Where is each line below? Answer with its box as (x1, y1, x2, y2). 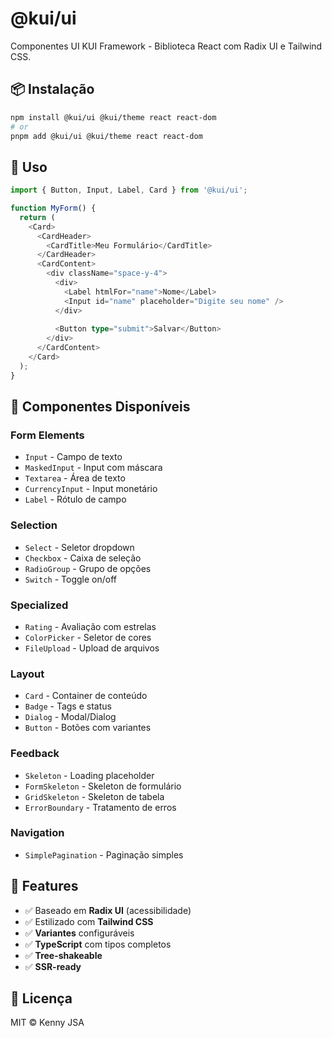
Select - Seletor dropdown (24, 541, 135, 553)
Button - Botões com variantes (24, 722, 152, 734)
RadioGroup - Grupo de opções (24, 562, 152, 574)
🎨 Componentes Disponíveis (10, 398, 191, 416)
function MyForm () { (10, 203, 97, 214)
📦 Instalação (10, 81, 95, 98)
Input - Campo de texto (24, 451, 123, 463)
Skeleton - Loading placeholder (24, 769, 155, 781)
